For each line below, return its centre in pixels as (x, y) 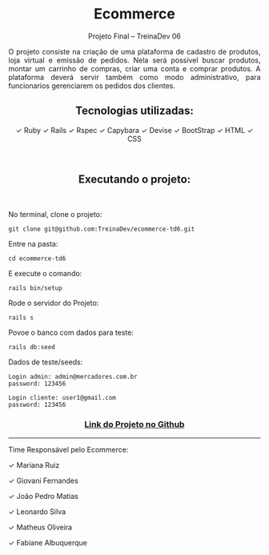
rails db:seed (32, 347)
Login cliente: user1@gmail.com (62, 397)
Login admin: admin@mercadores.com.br (73, 376)
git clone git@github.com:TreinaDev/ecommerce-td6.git (102, 229)
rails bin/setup (35, 288)
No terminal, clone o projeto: (55, 214)
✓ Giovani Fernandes (43, 481)
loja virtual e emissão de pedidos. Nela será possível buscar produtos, (134, 60)
